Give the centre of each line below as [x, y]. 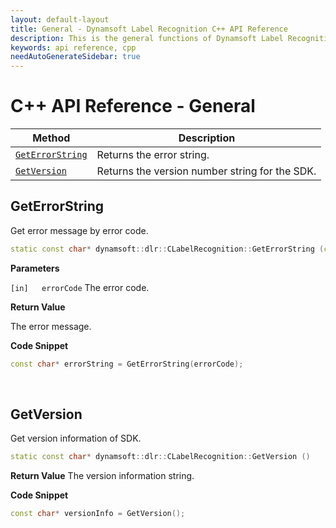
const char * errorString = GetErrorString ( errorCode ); [127, 364]
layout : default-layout [60, 19]
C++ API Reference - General [133, 106]
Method [51, 138]
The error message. [51, 326]
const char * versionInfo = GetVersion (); [98, 514]
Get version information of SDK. [76, 438]
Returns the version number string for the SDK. [206, 171]
